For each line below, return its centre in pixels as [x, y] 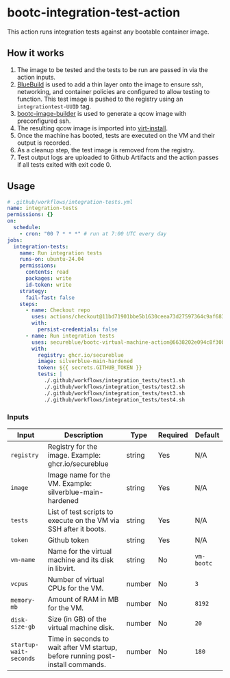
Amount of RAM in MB [83, 599]
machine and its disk [81, 559]
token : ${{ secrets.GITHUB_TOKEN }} [90, 368]
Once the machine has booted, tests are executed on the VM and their [116, 135]
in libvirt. [61, 568]
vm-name [23, 560]
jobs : [15, 240]
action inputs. [36, 77]
